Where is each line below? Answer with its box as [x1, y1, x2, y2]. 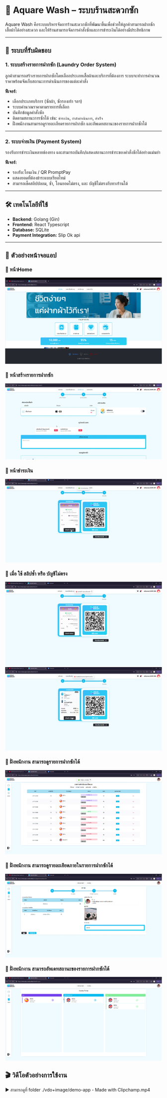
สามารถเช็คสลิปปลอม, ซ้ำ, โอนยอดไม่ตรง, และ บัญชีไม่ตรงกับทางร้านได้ [12, 180, 128, 186]
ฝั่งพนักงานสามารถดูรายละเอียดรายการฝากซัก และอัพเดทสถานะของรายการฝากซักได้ [12, 121, 147, 127]
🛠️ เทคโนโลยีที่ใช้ [5, 200, 48, 209]
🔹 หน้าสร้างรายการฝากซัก [5, 372, 54, 379]
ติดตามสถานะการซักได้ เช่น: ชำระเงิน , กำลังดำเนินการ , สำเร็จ [12, 115, 103, 121]
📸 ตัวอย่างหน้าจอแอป [5, 251, 57, 260]
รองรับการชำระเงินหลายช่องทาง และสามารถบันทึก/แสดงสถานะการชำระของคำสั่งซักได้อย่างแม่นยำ [5, 149, 161, 155]
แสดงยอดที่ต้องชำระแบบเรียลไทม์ [12, 174, 66, 181]
